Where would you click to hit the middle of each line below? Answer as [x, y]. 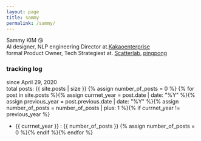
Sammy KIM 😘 [25, 41]
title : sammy [23, 18]
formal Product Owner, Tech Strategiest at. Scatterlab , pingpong [87, 53]
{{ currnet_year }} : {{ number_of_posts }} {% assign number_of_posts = [105, 126]
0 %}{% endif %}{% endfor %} [54, 132]
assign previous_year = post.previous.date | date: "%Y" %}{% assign [93, 101]
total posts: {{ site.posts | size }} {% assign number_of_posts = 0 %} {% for [100, 88]
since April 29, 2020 [32, 82]
